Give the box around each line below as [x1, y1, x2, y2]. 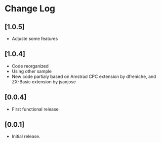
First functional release [11, 106, 59, 112]
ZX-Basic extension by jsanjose [11, 78, 76, 84]
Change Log [4, 3, 55, 14]
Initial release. [11, 134, 40, 140]
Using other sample [11, 68, 52, 74]
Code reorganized [11, 63, 49, 69]
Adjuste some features [11, 36, 58, 41]
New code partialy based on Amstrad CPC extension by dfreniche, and [11, 73, 156, 79]
